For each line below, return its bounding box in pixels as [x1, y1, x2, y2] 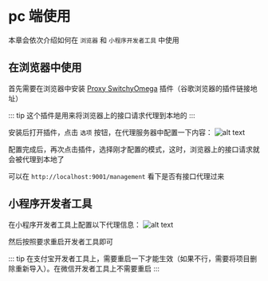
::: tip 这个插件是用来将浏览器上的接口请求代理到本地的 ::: [8, 110, 195, 120]
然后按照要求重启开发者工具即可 [8, 236, 113, 246]
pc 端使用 [8, 7, 71, 26]
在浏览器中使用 [8, 61, 82, 74]
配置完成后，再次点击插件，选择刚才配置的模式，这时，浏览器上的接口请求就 [8, 144, 260, 154]
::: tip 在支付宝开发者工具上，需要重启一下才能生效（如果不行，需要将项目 [8, 253, 250, 263]
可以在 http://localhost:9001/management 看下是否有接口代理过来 [8, 171, 225, 180]
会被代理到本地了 [8, 154, 65, 164]
